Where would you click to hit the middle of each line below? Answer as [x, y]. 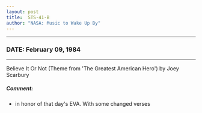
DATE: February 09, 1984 [44, 50]
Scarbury [18, 75]
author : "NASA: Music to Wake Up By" [54, 23]
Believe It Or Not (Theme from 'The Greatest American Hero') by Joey [93, 68]
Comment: [20, 88]
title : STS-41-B [28, 17]
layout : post [23, 12]
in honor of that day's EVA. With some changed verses [82, 103]
